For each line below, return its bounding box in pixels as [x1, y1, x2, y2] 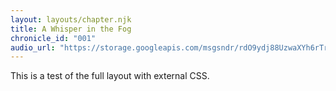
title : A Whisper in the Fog [10, 24, 132, 34]
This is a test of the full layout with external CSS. [10, 70, 210, 82]
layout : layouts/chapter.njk [10, 14, 132, 25]
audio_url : [10, 42, 56, 53]
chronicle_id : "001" [10, 33, 97, 43]
